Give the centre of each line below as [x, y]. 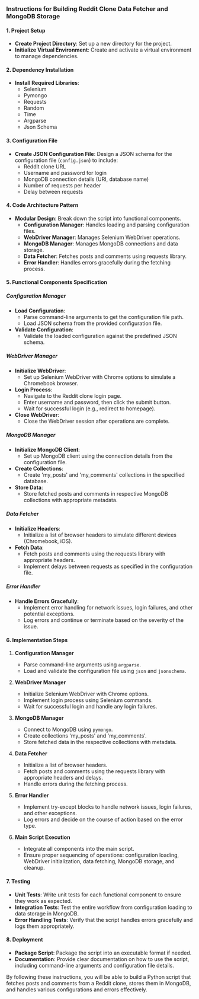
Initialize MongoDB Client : [47, 450]
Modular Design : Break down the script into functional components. [98, 218]
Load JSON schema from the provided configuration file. [93, 323]
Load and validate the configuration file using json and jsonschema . [105, 671]
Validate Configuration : [44, 330]
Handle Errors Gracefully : [46, 601]
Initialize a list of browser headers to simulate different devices [100, 535]
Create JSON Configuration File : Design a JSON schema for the [93, 154]
